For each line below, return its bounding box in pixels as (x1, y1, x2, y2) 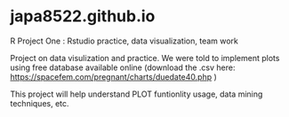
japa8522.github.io (10, 6, 156, 27)
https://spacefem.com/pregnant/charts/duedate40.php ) (10, 71, 217, 82)
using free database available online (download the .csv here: (10, 62, 236, 73)
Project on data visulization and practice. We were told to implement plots (10, 52, 280, 63)
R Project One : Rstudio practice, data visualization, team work (10, 35, 239, 46)
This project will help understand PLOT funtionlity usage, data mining (10, 89, 263, 99)
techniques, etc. (10, 97, 69, 108)
